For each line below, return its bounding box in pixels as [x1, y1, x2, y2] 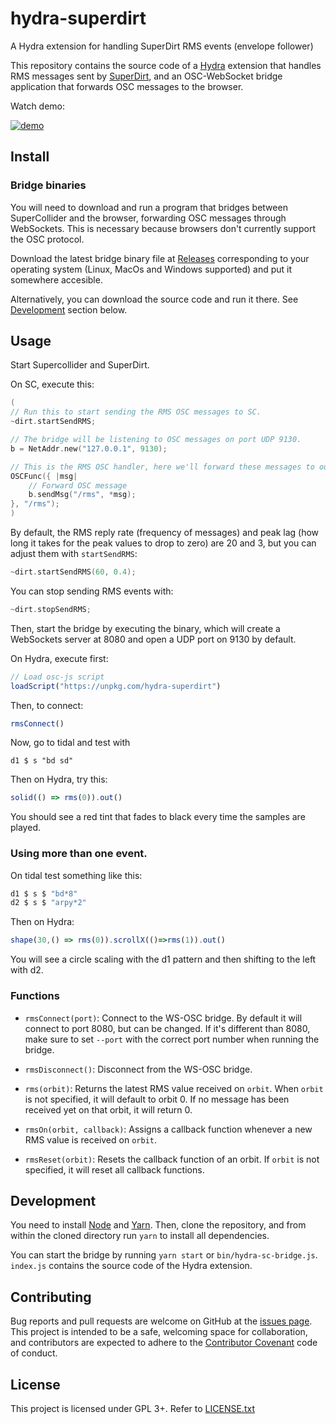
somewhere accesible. [10, 273, 103, 286]
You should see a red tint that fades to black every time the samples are [10, 811, 306, 823]
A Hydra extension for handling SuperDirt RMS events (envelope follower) [10, 40, 314, 52]
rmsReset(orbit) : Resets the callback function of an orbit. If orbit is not [24, 1153, 320, 1165]
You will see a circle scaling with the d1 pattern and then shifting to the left [10, 953, 317, 966]
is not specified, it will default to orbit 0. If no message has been [24, 1093, 290, 1105]
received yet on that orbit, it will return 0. [24, 1103, 193, 1116]
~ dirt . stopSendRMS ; [10, 604, 92, 614]
